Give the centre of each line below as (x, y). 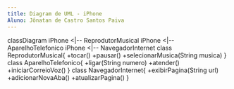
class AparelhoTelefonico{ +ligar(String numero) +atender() (93, 62)
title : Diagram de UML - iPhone (55, 14)
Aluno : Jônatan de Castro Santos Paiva (66, 20)
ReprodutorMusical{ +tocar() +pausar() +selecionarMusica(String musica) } (117, 55)
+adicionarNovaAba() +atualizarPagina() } (68, 77)
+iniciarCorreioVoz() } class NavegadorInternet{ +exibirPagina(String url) (113, 70)
